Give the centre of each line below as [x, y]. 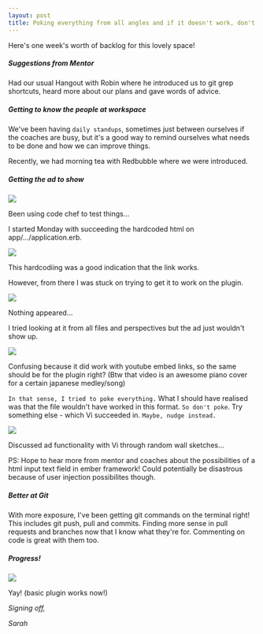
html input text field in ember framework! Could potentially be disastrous [126, 469]
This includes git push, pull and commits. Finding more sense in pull [118, 524]
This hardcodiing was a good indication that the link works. [104, 268]
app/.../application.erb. [45, 238]
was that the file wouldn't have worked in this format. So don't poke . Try [125, 407]
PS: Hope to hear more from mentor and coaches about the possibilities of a [132, 461]
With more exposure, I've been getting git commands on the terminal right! [129, 515]
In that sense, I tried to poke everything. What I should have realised [128, 399]
